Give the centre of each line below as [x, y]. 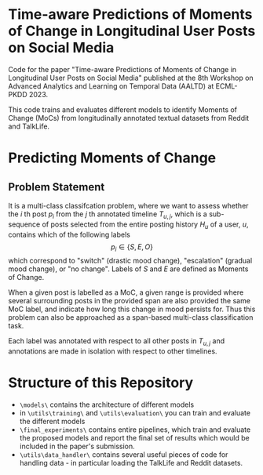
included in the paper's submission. [77, 446]
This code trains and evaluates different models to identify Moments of [123, 109]
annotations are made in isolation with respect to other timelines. [113, 351]
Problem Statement [57, 187]
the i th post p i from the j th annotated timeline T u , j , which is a [108, 215]
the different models [52, 422]
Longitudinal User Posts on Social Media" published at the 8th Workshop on [131, 78]
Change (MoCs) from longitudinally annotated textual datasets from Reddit [129, 118]
